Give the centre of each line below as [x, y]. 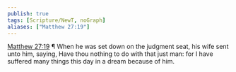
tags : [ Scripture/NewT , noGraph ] [57, 20]
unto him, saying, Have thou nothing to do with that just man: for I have [110, 54]
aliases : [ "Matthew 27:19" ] [49, 27]
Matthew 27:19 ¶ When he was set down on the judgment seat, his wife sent [118, 47]
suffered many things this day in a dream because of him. [91, 62]
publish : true [28, 14]
